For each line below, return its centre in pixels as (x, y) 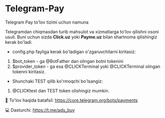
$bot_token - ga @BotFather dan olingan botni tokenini (68, 61)
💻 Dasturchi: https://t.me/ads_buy (40, 110)
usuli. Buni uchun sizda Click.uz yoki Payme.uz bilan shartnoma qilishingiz (81, 37)
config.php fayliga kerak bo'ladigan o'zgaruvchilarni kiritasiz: (74, 52)
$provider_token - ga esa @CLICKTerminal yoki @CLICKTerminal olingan (86, 66)
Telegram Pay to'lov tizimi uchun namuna (47, 22)
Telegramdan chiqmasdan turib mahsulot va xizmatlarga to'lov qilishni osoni (82, 31)
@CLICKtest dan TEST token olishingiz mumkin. (61, 90)
